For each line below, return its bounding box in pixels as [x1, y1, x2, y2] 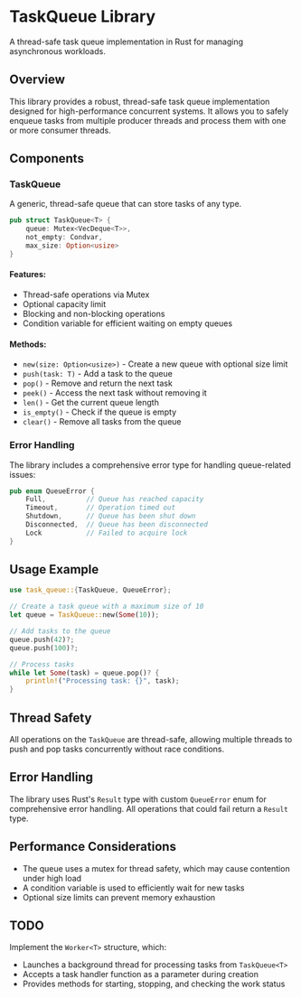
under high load [22, 872, 82, 883]
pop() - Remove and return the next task [22, 378, 174, 389]
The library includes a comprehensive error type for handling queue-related [9, 459, 292, 471]
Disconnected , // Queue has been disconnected [25, 520, 208, 529]
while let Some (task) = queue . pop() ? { [9, 668, 160, 677]
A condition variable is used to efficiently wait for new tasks [22, 882, 245, 893]
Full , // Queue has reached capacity [25, 495, 204, 504]
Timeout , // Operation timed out [25, 503, 176, 512]
